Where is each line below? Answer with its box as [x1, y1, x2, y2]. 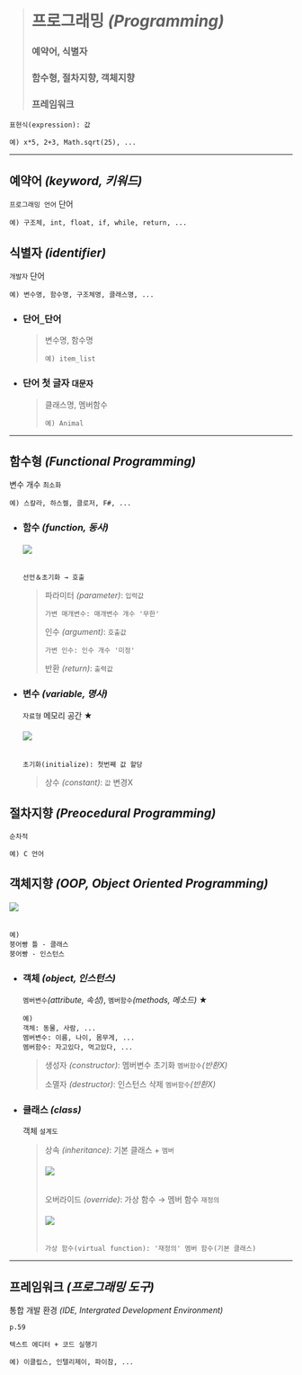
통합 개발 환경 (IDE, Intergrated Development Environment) [9, 1305, 224, 1316]
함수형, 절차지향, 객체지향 [31, 72, 136, 85]
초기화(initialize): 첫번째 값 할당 [22, 760, 143, 769]
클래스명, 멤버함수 [44, 399, 108, 410]
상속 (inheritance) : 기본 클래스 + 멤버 [44, 1144, 175, 1155]
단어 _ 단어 [22, 312, 62, 325]
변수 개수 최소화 [9, 479, 62, 490]
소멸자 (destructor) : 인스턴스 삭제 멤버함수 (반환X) [44, 1078, 217, 1089]
